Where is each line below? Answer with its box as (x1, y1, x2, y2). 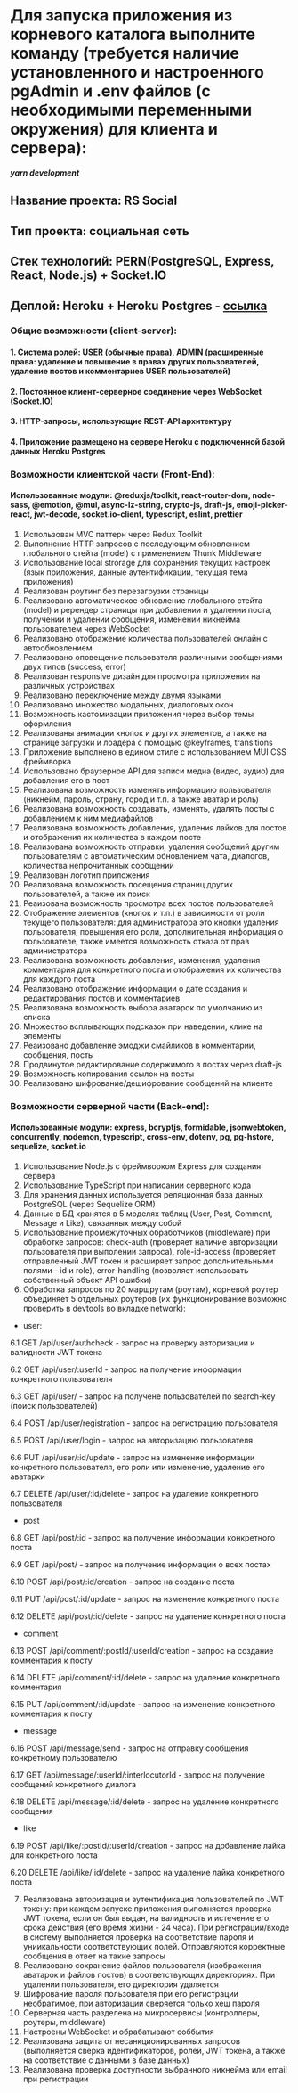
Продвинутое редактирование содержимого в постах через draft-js (22, 1059, 283, 1069)
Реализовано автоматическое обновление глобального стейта (22, 594, 263, 606)
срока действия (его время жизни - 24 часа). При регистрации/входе (22, 1922, 290, 1934)
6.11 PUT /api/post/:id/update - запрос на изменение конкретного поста (10, 1594, 279, 1605)
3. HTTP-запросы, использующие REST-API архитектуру (10, 416, 232, 427)
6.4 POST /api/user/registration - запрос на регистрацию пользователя (10, 1418, 278, 1428)
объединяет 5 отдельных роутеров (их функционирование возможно (22, 1294, 287, 1304)
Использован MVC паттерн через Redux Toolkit (22, 528, 203, 539)
